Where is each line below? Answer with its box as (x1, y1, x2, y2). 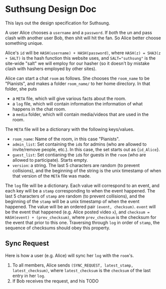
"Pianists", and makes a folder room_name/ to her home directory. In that (5, 81, 150, 87)
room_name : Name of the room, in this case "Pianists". (12, 136, 120, 142)
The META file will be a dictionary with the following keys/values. (5, 126, 135, 132)
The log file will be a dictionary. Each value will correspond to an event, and (5, 183, 160, 189)
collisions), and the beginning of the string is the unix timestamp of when (12, 168, 162, 174)
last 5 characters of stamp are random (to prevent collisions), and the (5, 193, 145, 199)
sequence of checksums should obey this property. (5, 225, 111, 231)
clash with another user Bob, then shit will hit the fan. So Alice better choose (5, 35, 161, 41)
